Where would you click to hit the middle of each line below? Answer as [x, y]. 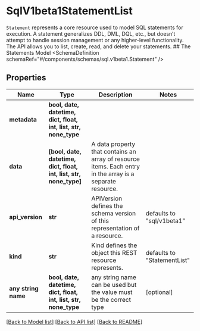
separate [104, 181]
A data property [113, 144]
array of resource [115, 159]
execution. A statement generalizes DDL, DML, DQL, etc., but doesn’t [91, 33]
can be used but [114, 285]
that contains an [114, 151]
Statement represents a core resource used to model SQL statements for [95, 27]
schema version [113, 213]
